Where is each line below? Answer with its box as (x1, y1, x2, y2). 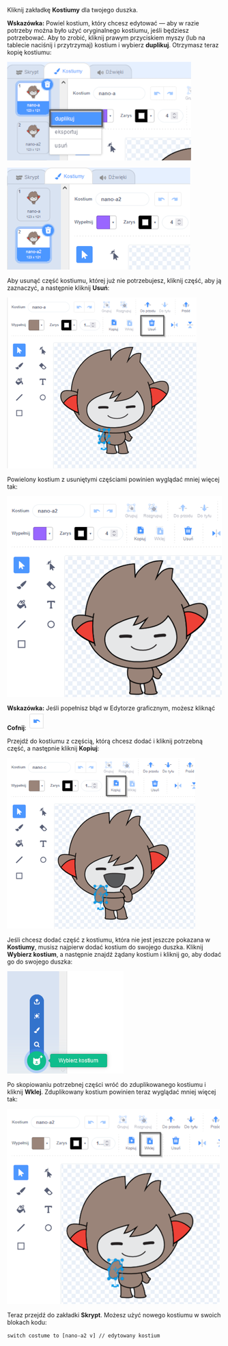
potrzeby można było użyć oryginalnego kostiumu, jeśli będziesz (7, 27, 189, 34)
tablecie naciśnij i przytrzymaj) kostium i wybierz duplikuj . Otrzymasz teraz (7, 41, 219, 49)
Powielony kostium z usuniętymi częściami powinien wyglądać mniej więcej (7, 476, 220, 483)
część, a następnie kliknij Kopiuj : (7, 744, 100, 752)
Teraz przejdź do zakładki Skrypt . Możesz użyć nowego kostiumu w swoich (7, 1311, 221, 1319)
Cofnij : (7, 724, 27, 732)
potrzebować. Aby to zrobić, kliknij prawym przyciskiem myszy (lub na (7, 34, 206, 42)
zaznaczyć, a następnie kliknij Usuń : (7, 284, 110, 292)
